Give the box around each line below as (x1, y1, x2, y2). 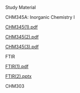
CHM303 (5, 83, 24, 89)
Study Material (5, 5, 36, 10)
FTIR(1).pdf (5, 64, 29, 69)
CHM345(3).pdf (5, 44, 39, 50)
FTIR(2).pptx (5, 73, 32, 79)
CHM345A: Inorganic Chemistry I (5, 14, 75, 20)
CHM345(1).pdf (5, 24, 38, 30)
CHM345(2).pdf (5, 34, 39, 40)
